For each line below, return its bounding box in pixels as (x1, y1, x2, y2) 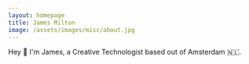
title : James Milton (8, 19, 76, 27)
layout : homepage (8, 11, 65, 20)
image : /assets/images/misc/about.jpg (8, 26, 135, 34)
